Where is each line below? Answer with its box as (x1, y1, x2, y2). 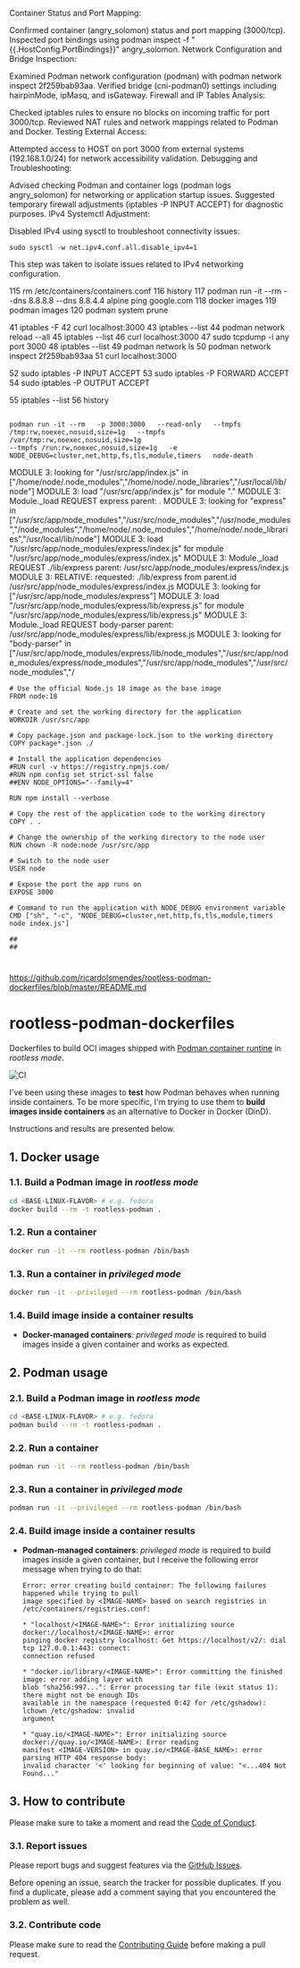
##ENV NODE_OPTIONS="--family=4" (9, 778, 134, 787)
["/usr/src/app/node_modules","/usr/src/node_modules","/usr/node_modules (9, 515, 291, 525)
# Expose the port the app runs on (9, 880, 142, 889)
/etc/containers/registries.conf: (21, 1604, 151, 1614)
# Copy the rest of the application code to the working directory (9, 809, 266, 818)
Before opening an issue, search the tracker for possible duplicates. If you (9, 1878, 281, 1888)
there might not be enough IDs (21, 1691, 139, 1700)
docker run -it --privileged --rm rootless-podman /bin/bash (9, 1288, 242, 1297)
